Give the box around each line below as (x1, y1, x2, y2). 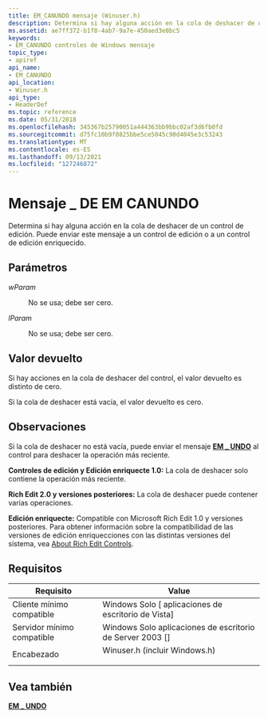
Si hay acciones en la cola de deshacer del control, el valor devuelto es (8, 373, 242, 383)
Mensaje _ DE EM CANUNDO (8, 195, 199, 212)
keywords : (8, 34, 41, 42)
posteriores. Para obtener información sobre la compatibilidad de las (8, 522, 234, 531)
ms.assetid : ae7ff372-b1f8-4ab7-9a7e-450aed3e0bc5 (8, 26, 180, 34)
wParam (8, 282, 36, 292)
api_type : (8, 93, 41, 101)
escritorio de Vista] (102, 609, 174, 620)
